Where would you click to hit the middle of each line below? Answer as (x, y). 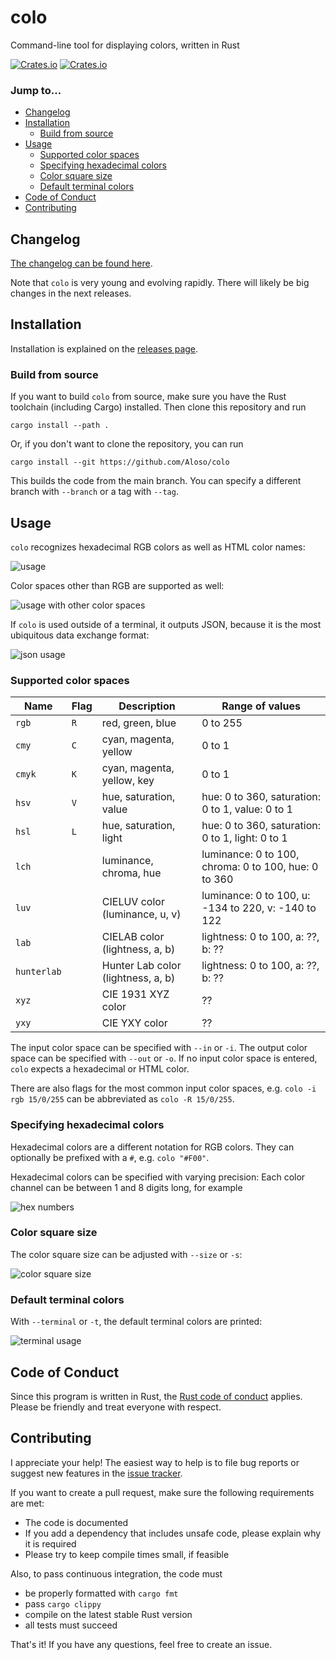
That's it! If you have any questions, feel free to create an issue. (141, 1644)
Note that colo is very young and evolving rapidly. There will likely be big (160, 283)
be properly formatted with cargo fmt (101, 1593)
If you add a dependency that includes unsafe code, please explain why (173, 1533)
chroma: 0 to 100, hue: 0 (260, 867)
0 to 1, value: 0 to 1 (247, 809)
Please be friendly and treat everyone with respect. (116, 1407)
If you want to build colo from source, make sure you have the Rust (148, 397)
